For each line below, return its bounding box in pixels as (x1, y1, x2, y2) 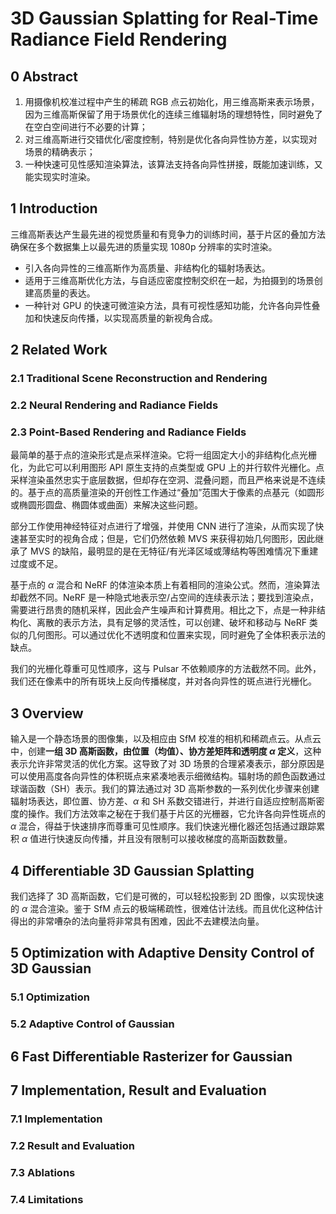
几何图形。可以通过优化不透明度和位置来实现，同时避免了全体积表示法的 (27, 629, 326, 641)
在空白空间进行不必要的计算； (24, 121, 148, 132)
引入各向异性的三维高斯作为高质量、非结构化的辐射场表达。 (24, 262, 271, 274)
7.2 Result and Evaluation (10, 1138, 135, 1152)
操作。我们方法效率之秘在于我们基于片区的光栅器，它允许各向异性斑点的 (27, 808, 326, 820)
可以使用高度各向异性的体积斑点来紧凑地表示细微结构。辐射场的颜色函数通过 (10, 770, 326, 782)
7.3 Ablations (10, 1165, 76, 1179)
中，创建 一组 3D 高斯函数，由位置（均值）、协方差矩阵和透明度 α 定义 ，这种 (10, 745, 322, 757)
